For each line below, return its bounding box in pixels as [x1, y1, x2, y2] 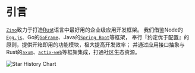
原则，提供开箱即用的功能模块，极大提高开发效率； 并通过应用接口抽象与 [6, 41, 185, 48]
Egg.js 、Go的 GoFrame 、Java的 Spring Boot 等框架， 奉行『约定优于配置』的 [6, 33, 189, 40]
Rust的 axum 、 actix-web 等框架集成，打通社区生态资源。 [6, 48, 141, 55]
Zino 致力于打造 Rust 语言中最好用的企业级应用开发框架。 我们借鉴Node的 [6, 26, 183, 33]
